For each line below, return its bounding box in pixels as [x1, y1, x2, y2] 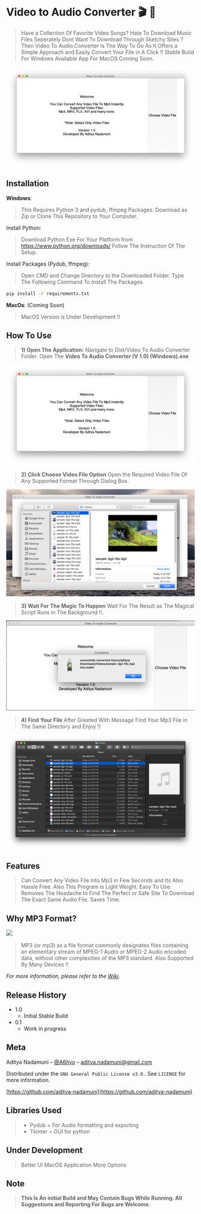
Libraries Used [6, 1105, 62, 1115]
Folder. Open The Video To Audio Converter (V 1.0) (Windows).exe [20, 353, 189, 360]
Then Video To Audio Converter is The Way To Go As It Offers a [20, 42, 178, 49]
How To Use [6, 330, 52, 341]
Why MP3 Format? [6, 913, 77, 923]
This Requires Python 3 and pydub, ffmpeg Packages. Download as [20, 206, 187, 213]
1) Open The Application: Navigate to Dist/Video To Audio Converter [20, 347, 190, 354]
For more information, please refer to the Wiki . [6, 973, 121, 980]
